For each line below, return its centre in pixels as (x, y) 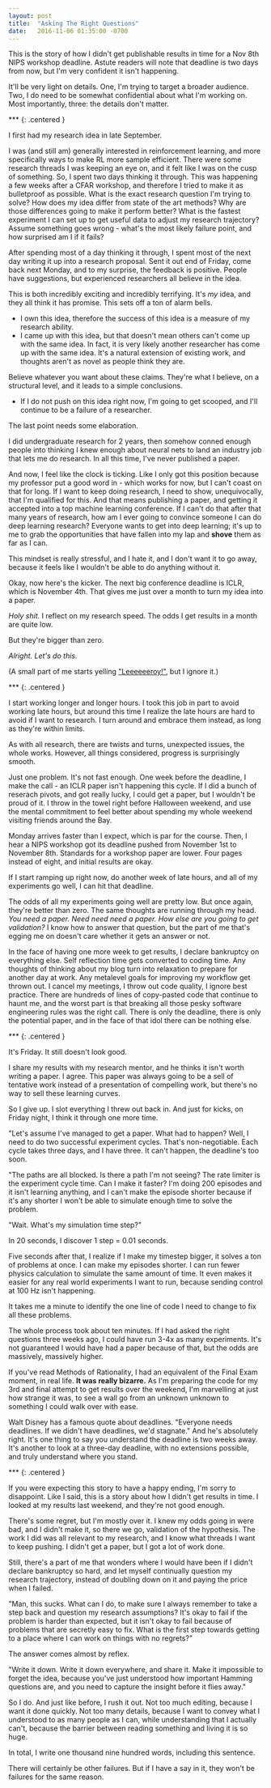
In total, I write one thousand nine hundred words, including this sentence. (132, 1752)
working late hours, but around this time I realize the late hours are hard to (132, 711)
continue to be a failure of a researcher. (86, 410)
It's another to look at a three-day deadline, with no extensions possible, (129, 1448)
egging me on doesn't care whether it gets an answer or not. (109, 936)
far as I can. (28, 543)
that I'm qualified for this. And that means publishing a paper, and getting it (133, 500)
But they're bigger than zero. (56, 640)
